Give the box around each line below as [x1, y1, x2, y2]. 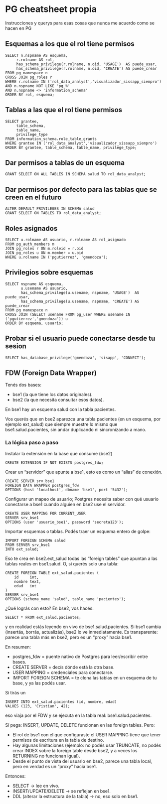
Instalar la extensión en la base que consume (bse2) [5, 450, 113, 456]
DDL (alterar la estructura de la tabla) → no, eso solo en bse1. [12, 793, 139, 799]
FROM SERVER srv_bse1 [5, 542, 50, 547]
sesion [5, 342, 26, 351]
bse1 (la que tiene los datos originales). [12, 392, 93, 398]
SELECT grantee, [5, 119, 39, 124]
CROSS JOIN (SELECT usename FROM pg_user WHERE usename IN [5, 312, 131, 317]
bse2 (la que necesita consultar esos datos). [12, 397, 104, 403]
